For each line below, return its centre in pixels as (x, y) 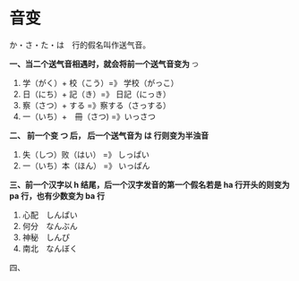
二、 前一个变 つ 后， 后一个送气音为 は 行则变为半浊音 (109, 135)
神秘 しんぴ (46, 237)
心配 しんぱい (50, 215)
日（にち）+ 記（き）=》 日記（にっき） (97, 94)
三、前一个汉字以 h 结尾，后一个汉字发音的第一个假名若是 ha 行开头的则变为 (149, 184)
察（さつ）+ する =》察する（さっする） (97, 105)
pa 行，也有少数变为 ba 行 (57, 196)
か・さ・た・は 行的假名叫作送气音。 (80, 45)
